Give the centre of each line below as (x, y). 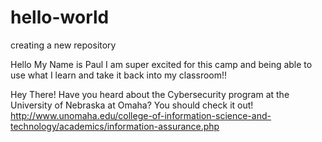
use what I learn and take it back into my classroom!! (119, 75)
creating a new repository (63, 45)
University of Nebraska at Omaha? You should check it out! (132, 105)
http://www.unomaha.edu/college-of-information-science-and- (141, 115)
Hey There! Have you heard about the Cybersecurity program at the (150, 94)
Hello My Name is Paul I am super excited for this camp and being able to (161, 64)
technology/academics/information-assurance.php (115, 126)
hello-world (60, 17)
